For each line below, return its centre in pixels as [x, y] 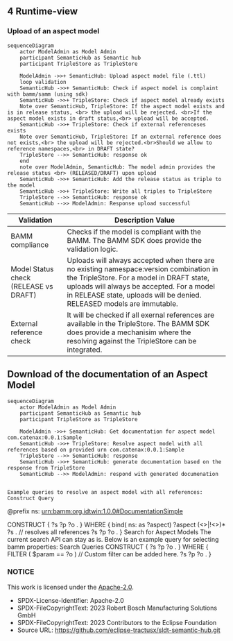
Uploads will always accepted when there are [141, 260]
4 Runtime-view [43, 11]
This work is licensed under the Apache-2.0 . [70, 587]
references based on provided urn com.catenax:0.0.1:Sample [96, 450]
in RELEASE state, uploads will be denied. [134, 295]
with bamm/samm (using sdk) [48, 94]
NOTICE [21, 572]
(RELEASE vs [32, 286]
